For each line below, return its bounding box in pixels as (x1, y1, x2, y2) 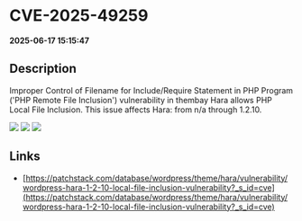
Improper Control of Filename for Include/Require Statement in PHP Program (9, 84, 294, 95)
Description (9, 61, 77, 76)
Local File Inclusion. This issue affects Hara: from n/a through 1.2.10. (9, 104, 262, 115)
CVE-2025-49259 (9, 5, 149, 26)
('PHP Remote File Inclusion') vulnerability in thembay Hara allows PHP (9, 94, 272, 105)
